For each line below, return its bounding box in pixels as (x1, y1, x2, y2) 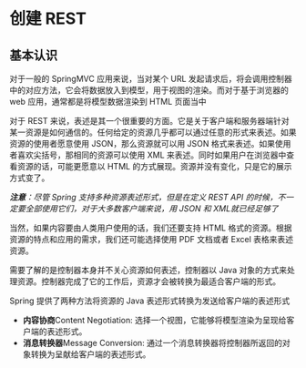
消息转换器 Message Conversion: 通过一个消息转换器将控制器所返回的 (22, 338, 283, 348)
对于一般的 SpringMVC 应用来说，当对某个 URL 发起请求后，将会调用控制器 (9, 74, 293, 84)
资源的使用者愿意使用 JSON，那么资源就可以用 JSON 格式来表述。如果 (9, 138, 276, 148)
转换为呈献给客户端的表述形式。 (30, 349, 151, 360)
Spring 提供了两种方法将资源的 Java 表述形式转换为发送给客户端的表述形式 (9, 295, 291, 306)
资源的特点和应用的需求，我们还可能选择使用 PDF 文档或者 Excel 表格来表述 (9, 234, 294, 244)
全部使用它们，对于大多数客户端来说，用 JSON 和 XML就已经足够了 (25, 203, 280, 214)
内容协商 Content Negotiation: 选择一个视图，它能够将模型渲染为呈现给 (22, 315, 287, 325)
